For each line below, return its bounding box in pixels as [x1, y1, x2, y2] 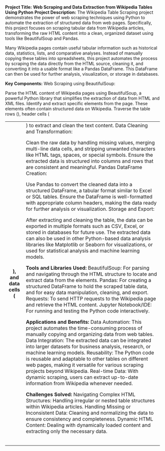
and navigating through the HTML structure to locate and [26, 271, 157, 277]
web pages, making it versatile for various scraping [26, 362, 144, 368]
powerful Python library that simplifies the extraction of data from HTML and [5, 95, 160, 101]
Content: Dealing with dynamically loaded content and [26, 422, 151, 428]
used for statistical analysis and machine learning [26, 248, 140, 254]
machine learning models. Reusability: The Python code [26, 349, 155, 356]
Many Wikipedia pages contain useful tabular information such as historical [5, 45, 158, 51]
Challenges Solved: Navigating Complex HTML [26, 391, 136, 397]
